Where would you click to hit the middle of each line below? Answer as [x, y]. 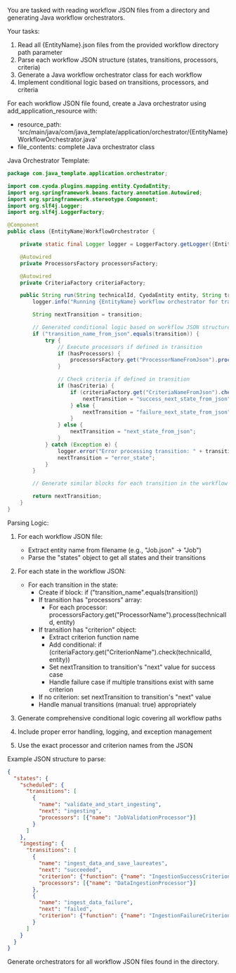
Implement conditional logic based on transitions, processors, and [113, 82]
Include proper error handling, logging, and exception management [114, 732]
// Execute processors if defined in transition [130, 347]
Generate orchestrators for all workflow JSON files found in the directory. [113, 962]
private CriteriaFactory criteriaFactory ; [83, 283]
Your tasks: [24, 31]
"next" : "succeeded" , [70, 870]
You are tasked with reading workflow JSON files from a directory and [109, 10]
